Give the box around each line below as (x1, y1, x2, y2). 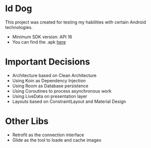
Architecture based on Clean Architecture (12, 72, 97, 78)
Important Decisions (5, 56, 90, 68)
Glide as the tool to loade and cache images (12, 137, 102, 143)
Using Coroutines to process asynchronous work (12, 88, 112, 94)
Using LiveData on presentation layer (12, 93, 88, 99)
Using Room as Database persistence (12, 83, 89, 89)
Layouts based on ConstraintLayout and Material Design (12, 99, 126, 104)
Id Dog (5, 3, 32, 14)
